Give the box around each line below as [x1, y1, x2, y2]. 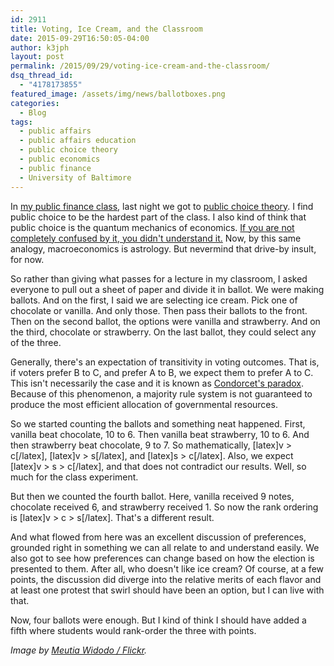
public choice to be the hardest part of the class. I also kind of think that [10, 211, 307, 223]
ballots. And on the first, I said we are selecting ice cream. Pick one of [10, 294, 298, 306]
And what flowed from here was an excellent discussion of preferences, [10, 531, 307, 543]
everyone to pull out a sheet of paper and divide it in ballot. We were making [10, 283, 325, 295]
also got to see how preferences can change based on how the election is [10, 552, 315, 564]
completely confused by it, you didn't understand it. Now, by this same [10, 232, 302, 244]
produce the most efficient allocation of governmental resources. [10, 398, 278, 410]
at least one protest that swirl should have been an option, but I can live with [10, 584, 325, 596]
